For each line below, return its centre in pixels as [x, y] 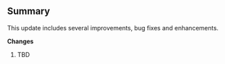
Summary [29, 11]
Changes [20, 41]
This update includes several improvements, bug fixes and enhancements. [113, 28]
